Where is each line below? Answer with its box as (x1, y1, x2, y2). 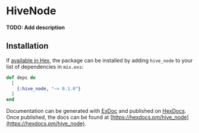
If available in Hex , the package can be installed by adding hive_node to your (6, 56, 193, 64)
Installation (6, 41, 49, 51)
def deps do (6, 74, 36, 81)
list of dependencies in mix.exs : (6, 63, 84, 70)
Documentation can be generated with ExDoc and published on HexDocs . (6, 107, 187, 115)
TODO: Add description (6, 24, 65, 31)
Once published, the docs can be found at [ (6, 114, 113, 121)
